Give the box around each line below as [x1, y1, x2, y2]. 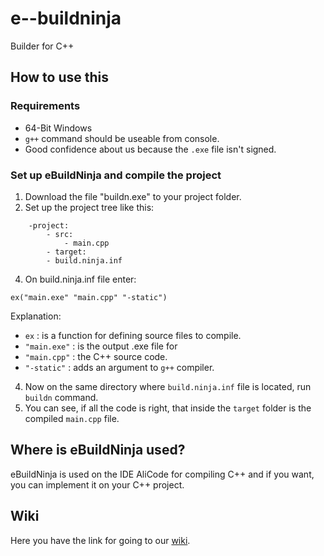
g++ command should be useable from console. [24, 132, 220, 144]
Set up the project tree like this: [24, 201, 155, 213]
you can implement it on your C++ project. [10, 478, 185, 491]
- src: [46, 229, 74, 239]
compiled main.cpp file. [24, 412, 120, 424]
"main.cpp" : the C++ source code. [24, 350, 168, 362]
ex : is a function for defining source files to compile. [24, 329, 242, 341]
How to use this [10, 69, 110, 86]
